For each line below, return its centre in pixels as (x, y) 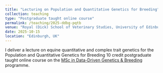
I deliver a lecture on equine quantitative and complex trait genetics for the (80, 50)
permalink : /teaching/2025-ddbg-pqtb (43, 23)
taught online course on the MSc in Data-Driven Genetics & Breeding (74, 60)
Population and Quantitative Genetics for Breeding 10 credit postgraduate (78, 55)
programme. (17, 65)
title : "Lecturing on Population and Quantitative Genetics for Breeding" (82, 9)
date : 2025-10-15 (23, 32)
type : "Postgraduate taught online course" (50, 18)
